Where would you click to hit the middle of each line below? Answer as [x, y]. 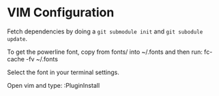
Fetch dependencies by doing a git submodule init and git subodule [105, 31]
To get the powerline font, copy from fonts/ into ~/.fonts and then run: [105, 52]
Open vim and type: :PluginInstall [54, 85]
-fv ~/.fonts [42, 59]
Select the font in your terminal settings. [63, 72]
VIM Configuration [61, 13]
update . [17, 38]
